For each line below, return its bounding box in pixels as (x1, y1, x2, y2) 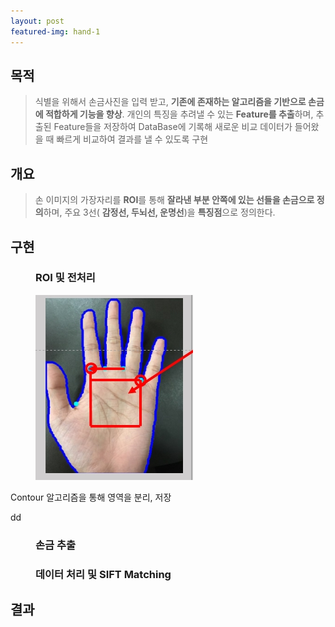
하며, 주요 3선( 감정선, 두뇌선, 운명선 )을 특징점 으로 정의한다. (43, 206, 276, 219)
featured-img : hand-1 (10, 26, 101, 37)
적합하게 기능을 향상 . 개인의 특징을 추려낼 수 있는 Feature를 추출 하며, (44, 108, 314, 120)
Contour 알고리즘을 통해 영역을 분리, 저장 (10, 491, 172, 503)
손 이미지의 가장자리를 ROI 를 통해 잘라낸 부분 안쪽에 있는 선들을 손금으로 (34, 194, 315, 206)
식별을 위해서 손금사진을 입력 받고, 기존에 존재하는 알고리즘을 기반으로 (34, 96, 307, 108)
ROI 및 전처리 (35, 271, 96, 285)
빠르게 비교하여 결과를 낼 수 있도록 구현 (56, 133, 209, 145)
